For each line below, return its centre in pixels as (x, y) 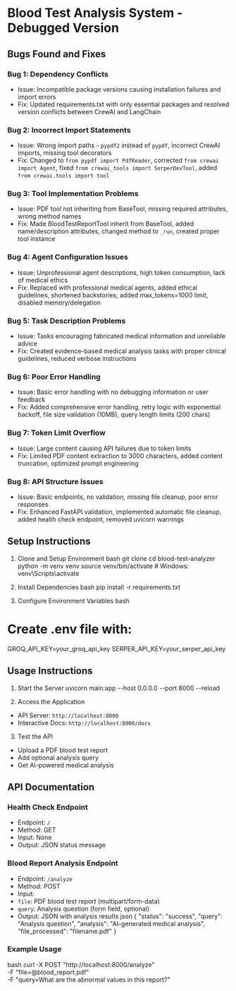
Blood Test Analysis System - (95, 13)
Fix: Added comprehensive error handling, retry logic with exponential (119, 407)
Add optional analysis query (58, 757)
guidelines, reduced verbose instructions (77, 359)
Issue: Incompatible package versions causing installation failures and (119, 89)
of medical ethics (43, 280)
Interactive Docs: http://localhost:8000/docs (84, 722)
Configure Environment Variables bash (74, 601)
